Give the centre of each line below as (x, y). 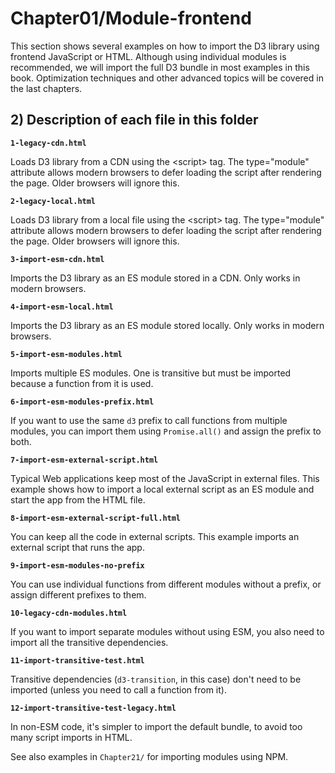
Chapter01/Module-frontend (131, 18)
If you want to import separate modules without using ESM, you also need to (167, 631)
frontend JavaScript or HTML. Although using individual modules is (148, 56)
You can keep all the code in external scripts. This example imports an (155, 536)
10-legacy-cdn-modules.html (69, 613)
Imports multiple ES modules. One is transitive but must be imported (151, 373)
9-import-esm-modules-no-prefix (77, 565)
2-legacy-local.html (53, 201)
